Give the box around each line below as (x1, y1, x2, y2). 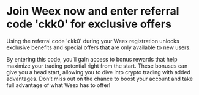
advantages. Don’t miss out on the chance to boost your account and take (6, 75, 193, 82)
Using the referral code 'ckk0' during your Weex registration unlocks (6, 37, 179, 44)
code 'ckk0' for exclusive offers (6, 17, 171, 31)
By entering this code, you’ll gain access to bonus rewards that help (6, 55, 178, 63)
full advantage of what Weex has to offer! (6, 81, 111, 89)
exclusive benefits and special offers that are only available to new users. (6, 44, 191, 51)
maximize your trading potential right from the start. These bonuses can (6, 62, 188, 69)
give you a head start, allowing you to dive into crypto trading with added (6, 68, 191, 76)
